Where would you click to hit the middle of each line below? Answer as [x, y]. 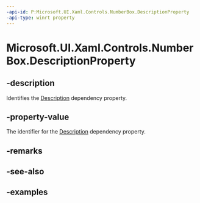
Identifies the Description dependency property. [67, 98]
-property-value [38, 117]
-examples [27, 192]
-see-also [25, 172]
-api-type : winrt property [41, 18]
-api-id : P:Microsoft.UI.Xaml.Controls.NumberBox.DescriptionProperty [98, 12]
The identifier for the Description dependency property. [76, 132]
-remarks [24, 151]
